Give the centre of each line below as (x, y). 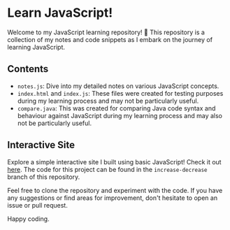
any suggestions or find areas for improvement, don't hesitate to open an (113, 198)
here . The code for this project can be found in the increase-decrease (107, 169)
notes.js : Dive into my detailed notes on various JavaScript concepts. (118, 86)
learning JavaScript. (36, 47)
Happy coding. (29, 219)
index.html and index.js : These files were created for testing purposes (120, 93)
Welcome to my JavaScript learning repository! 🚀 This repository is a (106, 32)
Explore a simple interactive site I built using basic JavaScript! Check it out (114, 161)
